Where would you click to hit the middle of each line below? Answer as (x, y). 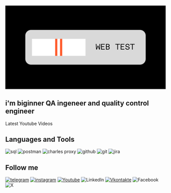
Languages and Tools (40, 139)
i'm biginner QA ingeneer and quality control (77, 103)
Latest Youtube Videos (29, 123)
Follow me (22, 167)
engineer (20, 111)
